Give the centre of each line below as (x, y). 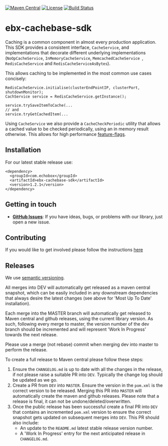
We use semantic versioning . (35, 278)
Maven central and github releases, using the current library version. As (79, 319)
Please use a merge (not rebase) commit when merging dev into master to (82, 344)
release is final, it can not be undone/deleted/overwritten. (72, 401)
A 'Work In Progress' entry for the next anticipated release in (82, 433)
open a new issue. (31, 222)
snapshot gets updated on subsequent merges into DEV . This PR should (86, 417)
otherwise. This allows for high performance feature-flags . (66, 134)
